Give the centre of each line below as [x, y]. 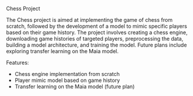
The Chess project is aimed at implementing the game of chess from [89, 20]
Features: [18, 62]
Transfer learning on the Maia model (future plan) [75, 87]
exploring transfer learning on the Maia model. [63, 51]
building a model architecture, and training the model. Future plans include [97, 45]
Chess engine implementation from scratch [67, 74]
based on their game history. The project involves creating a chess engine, [97, 32]
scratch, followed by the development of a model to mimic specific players [97, 26]
